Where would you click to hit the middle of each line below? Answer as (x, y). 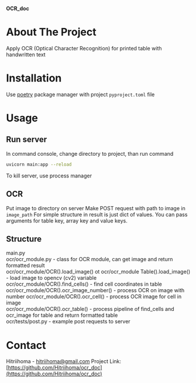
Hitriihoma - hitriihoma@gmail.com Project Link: (64, 361)
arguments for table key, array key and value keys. (67, 220)
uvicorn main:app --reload (39, 164)
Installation (34, 78)
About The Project (51, 32)
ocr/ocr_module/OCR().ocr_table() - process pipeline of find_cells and (90, 309)
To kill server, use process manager (49, 176)
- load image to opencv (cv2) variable (51, 278)
